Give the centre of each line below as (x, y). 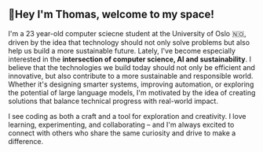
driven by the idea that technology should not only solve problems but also (129, 42)
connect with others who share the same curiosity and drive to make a (122, 133)
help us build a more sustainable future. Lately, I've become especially (122, 50)
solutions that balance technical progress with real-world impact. (113, 101)
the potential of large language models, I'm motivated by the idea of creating (132, 92)
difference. (26, 141)
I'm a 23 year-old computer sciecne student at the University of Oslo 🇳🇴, (127, 33)
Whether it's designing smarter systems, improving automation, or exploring (131, 84)
